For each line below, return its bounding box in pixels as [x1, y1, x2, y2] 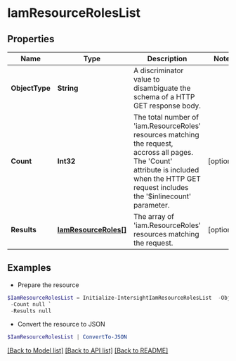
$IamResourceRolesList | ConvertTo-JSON [7, 334, 128, 341]
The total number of [133, 113, 199, 122]
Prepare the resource [17, 280, 79, 289]
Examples [7, 262, 51, 274]
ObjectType [11, 83, 51, 93]
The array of [133, 212, 174, 221]
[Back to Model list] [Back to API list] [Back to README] [7, 346, 169, 355]
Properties [7, 33, 55, 45]
